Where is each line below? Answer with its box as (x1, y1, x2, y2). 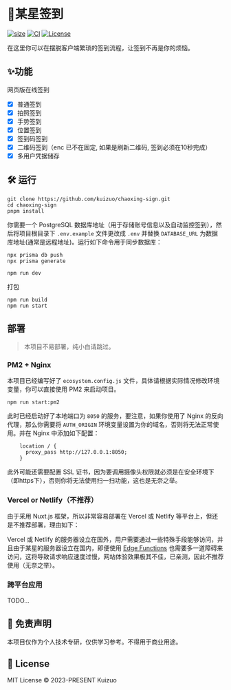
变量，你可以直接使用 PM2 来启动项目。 (7, 385, 120, 393)
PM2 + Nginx (7, 359, 52, 369)
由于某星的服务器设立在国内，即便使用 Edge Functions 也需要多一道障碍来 (12, 544, 223, 552)
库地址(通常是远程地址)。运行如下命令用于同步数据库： (7, 238, 163, 246)
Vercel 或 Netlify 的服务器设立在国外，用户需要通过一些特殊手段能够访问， (7, 535, 218, 544)
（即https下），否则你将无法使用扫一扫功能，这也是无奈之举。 (7, 477, 181, 485)
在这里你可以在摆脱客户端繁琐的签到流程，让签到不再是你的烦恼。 (7, 43, 194, 52)
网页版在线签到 (7, 85, 49, 94)
